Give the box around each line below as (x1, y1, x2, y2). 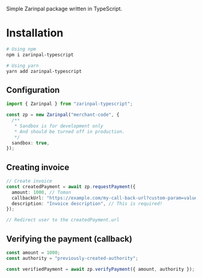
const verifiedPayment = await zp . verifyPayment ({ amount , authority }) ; (6, 266, 195, 272)
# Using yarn (6, 63, 39, 69)
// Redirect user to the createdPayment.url (6, 217, 120, 223)
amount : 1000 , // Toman (11, 189, 71, 195)
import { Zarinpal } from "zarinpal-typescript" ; (6, 101, 133, 107)
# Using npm (6, 46, 36, 52)
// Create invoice (6, 178, 52, 185)
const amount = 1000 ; (6, 250, 61, 256)
